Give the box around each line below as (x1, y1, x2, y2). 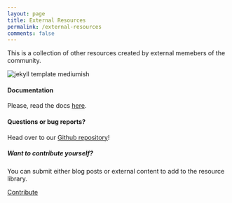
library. (7, 174, 28, 183)
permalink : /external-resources (7, 23, 102, 30)
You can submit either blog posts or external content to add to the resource (7, 167, 225, 175)
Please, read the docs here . (7, 101, 87, 110)
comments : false (7, 29, 55, 37)
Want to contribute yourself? (7, 149, 93, 157)
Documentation (7, 85, 54, 94)
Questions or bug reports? (7, 118, 86, 126)
